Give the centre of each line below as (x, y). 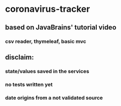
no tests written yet (29, 84)
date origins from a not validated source (54, 98)
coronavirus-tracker (48, 9)
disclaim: (20, 57)
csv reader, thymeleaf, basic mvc (46, 41)
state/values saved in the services (47, 71)
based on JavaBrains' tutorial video (61, 27)
